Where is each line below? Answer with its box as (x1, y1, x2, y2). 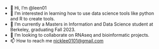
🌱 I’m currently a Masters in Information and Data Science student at (10, 21, 153, 27)
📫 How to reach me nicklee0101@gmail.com (10, 38, 104, 43)
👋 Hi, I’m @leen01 (10, 5, 47, 11)
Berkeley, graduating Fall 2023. (10, 27, 76, 33)
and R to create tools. (10, 16, 55, 21)
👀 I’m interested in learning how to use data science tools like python (10, 10, 154, 16)
